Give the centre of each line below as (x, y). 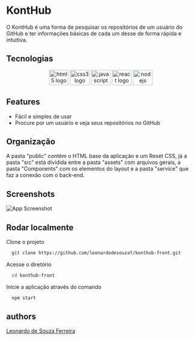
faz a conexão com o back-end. (46, 175)
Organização (31, 141)
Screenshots (31, 194)
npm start (24, 298)
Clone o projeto (25, 242)
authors (21, 317)
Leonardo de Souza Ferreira (41, 331)
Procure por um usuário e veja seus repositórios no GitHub (87, 123)
